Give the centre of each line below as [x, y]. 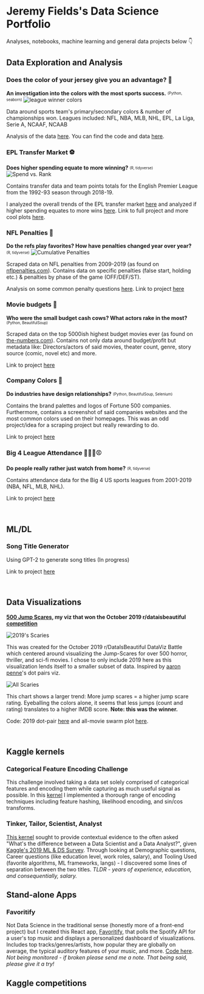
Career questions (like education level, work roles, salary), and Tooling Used [102, 856]
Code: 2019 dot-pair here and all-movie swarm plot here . [77, 721]
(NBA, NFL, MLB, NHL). [36, 486]
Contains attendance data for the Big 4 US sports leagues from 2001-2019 [99, 480]
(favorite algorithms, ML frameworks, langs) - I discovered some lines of [97, 863]
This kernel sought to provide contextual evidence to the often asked [92, 837]
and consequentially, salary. [42, 876]
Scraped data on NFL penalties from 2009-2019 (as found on [83, 264]
